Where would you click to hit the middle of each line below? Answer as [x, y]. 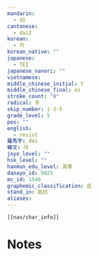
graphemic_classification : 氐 [49, 186]
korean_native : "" [33, 52]
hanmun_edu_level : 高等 [40, 166]
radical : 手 [24, 103]
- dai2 [23, 33]
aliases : [19, 199]
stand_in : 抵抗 [28, 192]
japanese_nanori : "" [37, 71]
